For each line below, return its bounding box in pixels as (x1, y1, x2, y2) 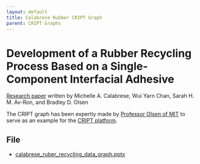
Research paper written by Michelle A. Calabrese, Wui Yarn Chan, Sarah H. (6, 92, 195, 100)
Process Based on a (6, 59, 109, 73)
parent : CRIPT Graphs (6, 20, 62, 26)
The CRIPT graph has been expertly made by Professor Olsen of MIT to (6, 111, 186, 118)
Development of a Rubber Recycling (6, 46, 192, 60)
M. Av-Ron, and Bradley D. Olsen (6, 98, 88, 106)
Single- (110, 59, 148, 73)
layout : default (6, 9, 48, 15)
